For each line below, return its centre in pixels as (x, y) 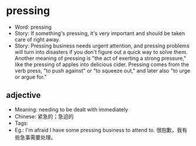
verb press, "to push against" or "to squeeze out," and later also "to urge (102, 70)
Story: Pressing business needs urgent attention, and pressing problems (102, 46)
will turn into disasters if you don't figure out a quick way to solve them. (101, 52)
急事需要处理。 (38, 137)
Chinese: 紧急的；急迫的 (44, 116)
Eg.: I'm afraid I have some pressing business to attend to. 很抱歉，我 (98, 130)
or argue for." (31, 77)
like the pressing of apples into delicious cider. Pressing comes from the (102, 64)
